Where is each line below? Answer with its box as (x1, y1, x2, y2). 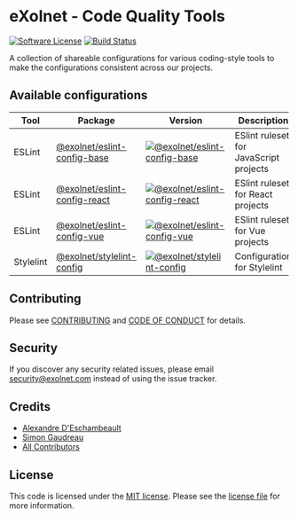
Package (77, 114, 115, 126)
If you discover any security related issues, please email (9, 364, 215, 374)
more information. (9, 500, 74, 511)
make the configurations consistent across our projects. (9, 62, 214, 73)
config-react (56, 193, 111, 206)
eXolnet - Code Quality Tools (9, 6, 226, 27)
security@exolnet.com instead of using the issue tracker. (9, 373, 217, 384)
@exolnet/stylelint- (56, 250, 137, 263)
